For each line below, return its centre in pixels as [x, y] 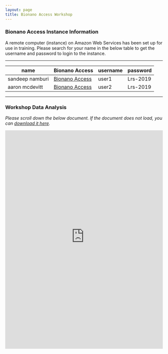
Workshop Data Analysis [36, 107]
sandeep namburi [28, 79]
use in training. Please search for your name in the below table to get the [80, 48]
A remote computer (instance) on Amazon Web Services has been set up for [84, 42]
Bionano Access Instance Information [52, 32]
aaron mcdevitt [25, 87]
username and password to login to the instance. [55, 53]
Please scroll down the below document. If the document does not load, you [84, 118]
